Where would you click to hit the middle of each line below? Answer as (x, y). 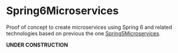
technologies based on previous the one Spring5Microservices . (83, 33)
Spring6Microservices (62, 11)
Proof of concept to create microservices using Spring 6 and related (89, 27)
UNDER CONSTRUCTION (37, 45)
